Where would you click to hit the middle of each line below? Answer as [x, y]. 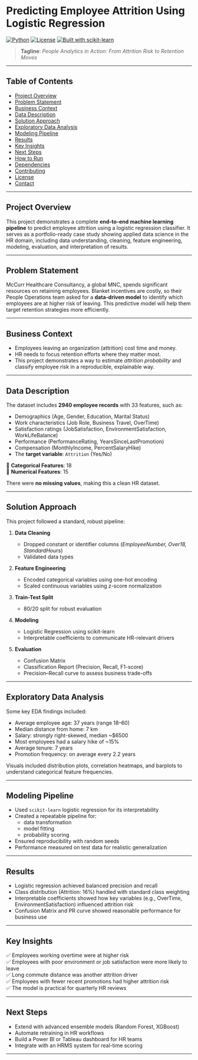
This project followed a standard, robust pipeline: [66, 521]
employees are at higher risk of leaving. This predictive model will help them [99, 303]
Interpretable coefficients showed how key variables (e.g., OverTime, [98, 898]
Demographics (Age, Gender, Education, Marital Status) [82, 416]
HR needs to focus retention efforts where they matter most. [88, 354]
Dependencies [32, 164]
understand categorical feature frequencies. [60, 772]
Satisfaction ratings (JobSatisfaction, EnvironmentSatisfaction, [90, 429]
